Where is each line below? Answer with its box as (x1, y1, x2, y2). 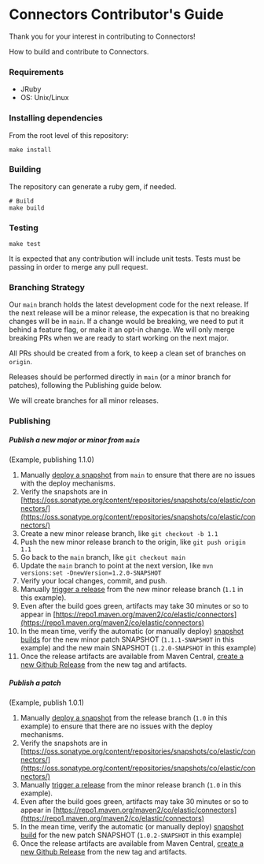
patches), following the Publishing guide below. (9, 381, 162, 390)
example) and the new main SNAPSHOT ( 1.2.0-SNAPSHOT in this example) (20, 643, 257, 653)
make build (9, 203, 45, 212)
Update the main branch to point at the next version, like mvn (20, 561, 214, 571)
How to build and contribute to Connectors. (9, 47, 149, 56)
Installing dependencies (9, 113, 103, 124)
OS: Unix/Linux (20, 93, 69, 102)
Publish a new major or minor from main (9, 435, 141, 445)
